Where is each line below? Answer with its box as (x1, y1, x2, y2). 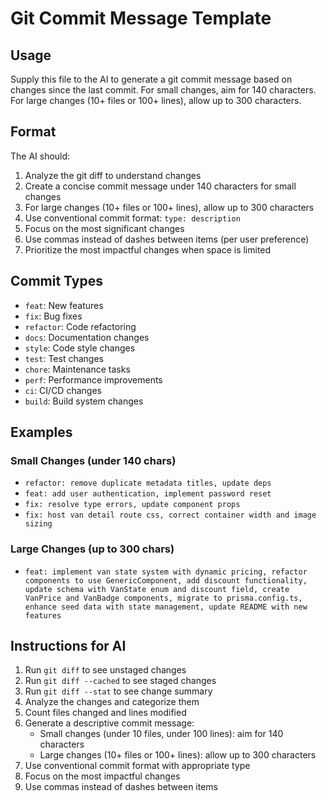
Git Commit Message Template (10, 7, 272, 30)
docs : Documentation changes (24, 331, 150, 343)
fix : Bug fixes (24, 310, 83, 322)
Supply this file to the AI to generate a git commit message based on (10, 73, 293, 85)
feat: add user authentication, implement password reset (24, 489, 272, 499)
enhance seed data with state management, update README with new (24, 602, 308, 612)
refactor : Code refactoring (24, 320, 137, 332)
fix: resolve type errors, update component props (24, 500, 241, 510)
